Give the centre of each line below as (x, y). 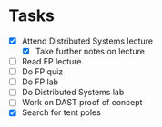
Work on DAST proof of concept (82, 103)
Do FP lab (40, 82)
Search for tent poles (61, 112)
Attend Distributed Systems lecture (87, 41)
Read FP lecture (52, 62)
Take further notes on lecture (90, 51)
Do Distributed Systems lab (73, 93)
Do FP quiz (42, 72)
